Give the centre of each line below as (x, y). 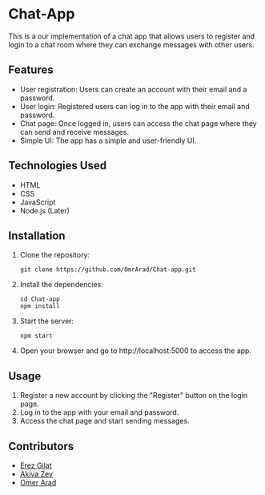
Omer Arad (38, 483)
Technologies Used (57, 166)
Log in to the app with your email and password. (99, 412)
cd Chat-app (40, 299)
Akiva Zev (36, 474)
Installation (37, 235)
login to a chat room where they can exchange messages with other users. (131, 44)
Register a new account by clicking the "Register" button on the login (134, 396)
